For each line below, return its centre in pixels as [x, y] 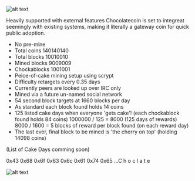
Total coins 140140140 [42, 51]
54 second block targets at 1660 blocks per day [72, 100]
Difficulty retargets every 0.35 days [57, 82]
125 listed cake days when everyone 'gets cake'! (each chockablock [97, 113]
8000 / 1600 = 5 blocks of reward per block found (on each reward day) [102, 125]
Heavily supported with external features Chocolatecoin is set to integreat [95, 20]
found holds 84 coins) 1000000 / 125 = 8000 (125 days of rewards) [96, 119]
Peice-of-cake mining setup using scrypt [64, 76]
